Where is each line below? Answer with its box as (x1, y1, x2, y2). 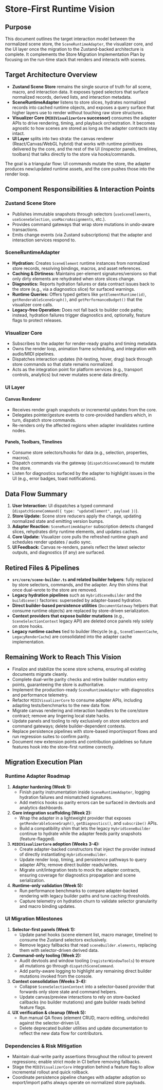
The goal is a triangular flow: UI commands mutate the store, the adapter (5, 160, 151, 167)
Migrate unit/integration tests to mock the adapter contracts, (19, 867, 141, 873)
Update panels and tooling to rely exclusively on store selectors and (12, 718, 148, 724)
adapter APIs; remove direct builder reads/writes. (19, 861, 118, 868)
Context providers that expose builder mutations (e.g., (12, 613, 125, 619)
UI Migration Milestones (5, 915, 63, 922)
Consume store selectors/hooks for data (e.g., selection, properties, (12, 449, 148, 455)
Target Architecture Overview (5, 71, 97, 79)
